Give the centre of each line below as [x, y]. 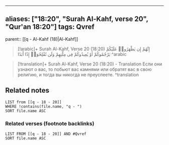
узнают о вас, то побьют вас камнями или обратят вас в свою [84, 69]
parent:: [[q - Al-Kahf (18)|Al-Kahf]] [42, 39]
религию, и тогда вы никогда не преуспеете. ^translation [78, 75]
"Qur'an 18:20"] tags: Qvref [50, 27]
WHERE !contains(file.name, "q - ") [44, 106]
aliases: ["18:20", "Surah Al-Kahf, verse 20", [77, 19]
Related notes [27, 90]
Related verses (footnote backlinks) [50, 123]
